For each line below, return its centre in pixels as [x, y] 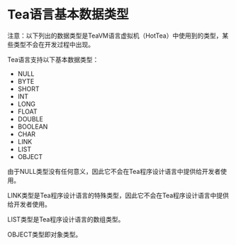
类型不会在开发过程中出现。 [54, 44]
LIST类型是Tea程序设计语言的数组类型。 [66, 219]
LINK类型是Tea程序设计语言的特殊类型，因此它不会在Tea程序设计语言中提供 [118, 195]
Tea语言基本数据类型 [68, 15]
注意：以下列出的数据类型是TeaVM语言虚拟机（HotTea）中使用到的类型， [115, 36]
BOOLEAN [33, 126]
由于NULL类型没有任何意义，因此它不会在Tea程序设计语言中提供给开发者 [114, 171]
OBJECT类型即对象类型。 [45, 234]
